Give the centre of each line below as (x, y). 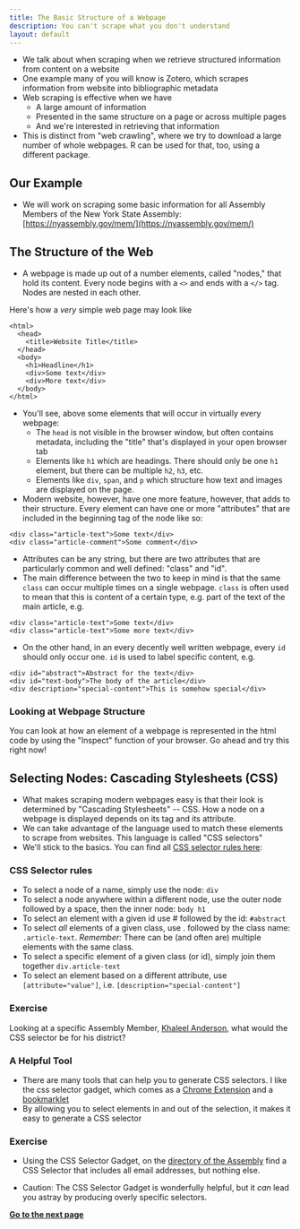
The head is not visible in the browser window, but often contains (154, 432)
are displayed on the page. (85, 490)
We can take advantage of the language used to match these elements (153, 829)
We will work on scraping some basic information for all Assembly (144, 205)
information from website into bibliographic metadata (120, 88)
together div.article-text (71, 966)
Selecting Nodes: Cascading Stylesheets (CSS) (144, 778)
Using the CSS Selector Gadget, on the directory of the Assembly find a (154, 1161)
